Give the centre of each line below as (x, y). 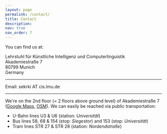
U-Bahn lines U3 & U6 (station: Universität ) (56, 116)
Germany (15, 72)
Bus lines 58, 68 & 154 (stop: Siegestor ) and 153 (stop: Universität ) (80, 121)
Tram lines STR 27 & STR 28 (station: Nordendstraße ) (67, 126)
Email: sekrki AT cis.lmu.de (33, 87)
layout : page (19, 10)
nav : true (15, 28)
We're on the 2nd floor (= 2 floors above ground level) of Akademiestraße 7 (83, 101)
